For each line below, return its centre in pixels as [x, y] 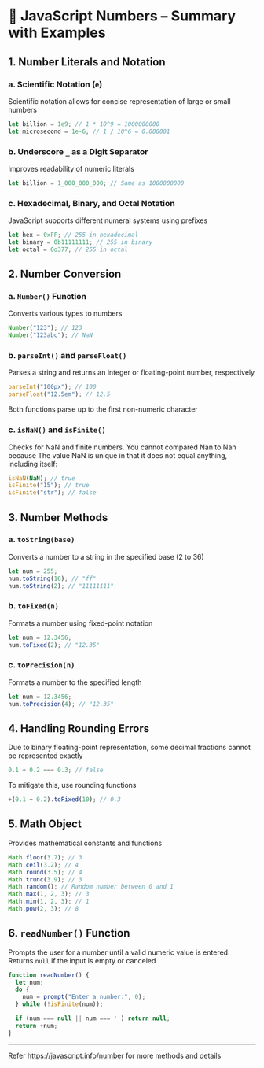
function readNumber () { [49, 975]
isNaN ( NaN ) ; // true [42, 478]
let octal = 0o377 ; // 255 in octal [68, 249]
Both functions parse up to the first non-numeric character [103, 409]
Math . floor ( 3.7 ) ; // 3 [45, 857]
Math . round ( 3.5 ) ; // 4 [45, 872]
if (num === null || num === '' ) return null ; [93, 1018]
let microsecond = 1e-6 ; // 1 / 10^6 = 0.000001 [89, 131]
